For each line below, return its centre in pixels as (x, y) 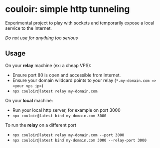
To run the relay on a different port (41, 125)
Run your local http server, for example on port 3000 (66, 110)
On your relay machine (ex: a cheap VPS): (48, 65)
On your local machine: (29, 100)
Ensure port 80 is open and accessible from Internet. (67, 75)
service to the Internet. (29, 28)
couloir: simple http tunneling (68, 9)
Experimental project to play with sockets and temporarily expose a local (80, 23)
